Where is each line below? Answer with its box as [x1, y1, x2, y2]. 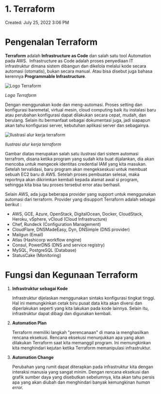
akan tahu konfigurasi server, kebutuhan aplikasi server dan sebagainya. [5, 122, 150, 128]
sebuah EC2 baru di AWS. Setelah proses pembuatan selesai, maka [5, 171, 140, 177]
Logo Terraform [5, 92, 37, 98]
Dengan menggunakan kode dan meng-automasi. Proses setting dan [5, 101, 143, 108]
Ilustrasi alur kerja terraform [5, 141, 62, 147]
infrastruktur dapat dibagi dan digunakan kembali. [12, 310, 112, 316]
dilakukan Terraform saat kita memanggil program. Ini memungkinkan [12, 339, 151, 345]
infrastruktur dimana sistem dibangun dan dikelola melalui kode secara [5, 63, 146, 69]
